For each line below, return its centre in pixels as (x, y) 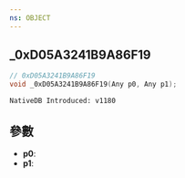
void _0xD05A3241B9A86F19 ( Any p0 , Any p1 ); (93, 84)
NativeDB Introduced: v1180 (63, 101)
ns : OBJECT (30, 18)
